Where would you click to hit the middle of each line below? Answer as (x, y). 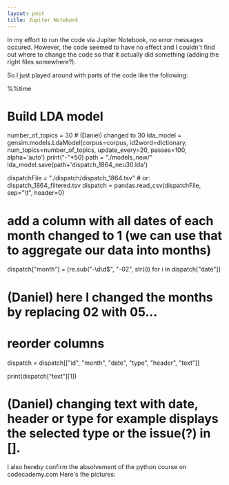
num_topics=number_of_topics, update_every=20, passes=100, (97, 150)
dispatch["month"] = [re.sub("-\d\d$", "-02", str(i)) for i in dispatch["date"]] (114, 269)
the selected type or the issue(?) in (109, 433)
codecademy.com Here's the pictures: (61, 475)
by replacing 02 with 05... (82, 312)
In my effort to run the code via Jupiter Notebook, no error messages (105, 39)
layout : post (26, 13)
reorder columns (56, 343)
